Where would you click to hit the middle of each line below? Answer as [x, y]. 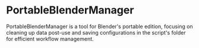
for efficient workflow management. [50, 39]
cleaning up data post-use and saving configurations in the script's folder [96, 32]
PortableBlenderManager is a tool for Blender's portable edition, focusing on [99, 26]
